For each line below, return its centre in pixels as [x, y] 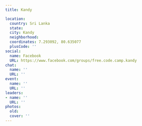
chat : [11, 65]
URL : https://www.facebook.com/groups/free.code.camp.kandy [73, 60]
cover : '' [20, 116]
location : [15, 19]
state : [16, 28]
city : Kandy [22, 33]
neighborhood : [24, 37]
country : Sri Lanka [30, 23]
